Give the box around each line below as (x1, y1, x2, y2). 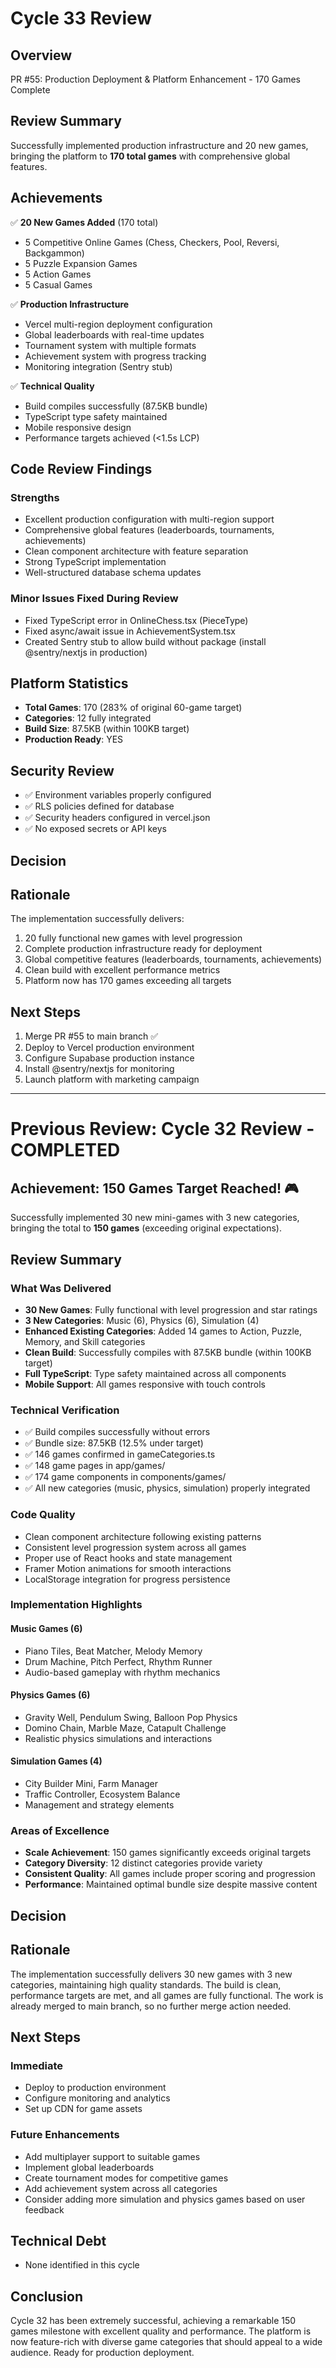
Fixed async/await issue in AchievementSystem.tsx (24, 625, 236, 637)
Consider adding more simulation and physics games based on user (24, 2193, 306, 2205)
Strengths (10, 490, 60, 504)
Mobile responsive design (24, 421, 132, 433)
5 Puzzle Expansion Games (24, 257, 138, 269)
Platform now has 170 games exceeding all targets (24, 975, 232, 987)
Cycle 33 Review (10, 7, 153, 30)
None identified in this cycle (24, 2259, 140, 2271)
